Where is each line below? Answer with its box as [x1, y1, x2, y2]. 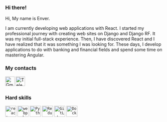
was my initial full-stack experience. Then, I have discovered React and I [5, 36, 155, 42]
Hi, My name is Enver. [5, 16, 50, 22]
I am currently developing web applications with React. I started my [5, 25, 144, 31]
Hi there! [5, 4, 27, 11]
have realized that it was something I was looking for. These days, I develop [5, 41, 161, 47]
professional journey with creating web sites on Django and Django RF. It [5, 31, 155, 37]
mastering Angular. [5, 52, 45, 58]
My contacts [5, 65, 37, 72]
